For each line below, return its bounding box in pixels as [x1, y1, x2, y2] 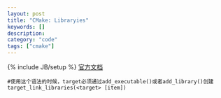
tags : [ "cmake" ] [7, 43, 55, 50]
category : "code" [7, 36, 58, 43]
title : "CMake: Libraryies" [7, 17, 90, 24]
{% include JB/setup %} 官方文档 [7, 63, 104, 71]
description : [7, 29, 45, 37]
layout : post [7, 10, 45, 17]
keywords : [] [7, 23, 45, 30]
